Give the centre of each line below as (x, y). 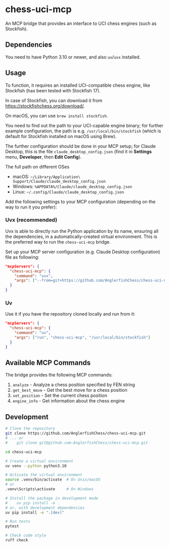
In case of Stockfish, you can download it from (54, 100)
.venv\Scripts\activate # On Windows (50, 489)
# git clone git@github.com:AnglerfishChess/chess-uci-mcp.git (77, 442)
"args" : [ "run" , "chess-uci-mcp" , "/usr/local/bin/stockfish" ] (82, 338)
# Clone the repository (30, 429)
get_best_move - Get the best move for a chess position (70, 390)
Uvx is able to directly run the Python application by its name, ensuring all (82, 231)
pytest (12, 526)
